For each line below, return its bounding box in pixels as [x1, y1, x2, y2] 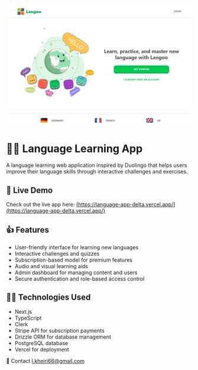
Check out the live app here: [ [6, 201, 79, 208]
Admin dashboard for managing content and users [14, 269, 138, 276]
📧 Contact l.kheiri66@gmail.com [6, 357, 85, 364]
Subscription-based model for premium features [14, 256, 133, 263]
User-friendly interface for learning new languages [14, 243, 139, 250]
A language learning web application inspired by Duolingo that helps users [6, 162, 187, 169]
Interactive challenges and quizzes [14, 250, 100, 257]
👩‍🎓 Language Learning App [6, 142, 143, 156]
